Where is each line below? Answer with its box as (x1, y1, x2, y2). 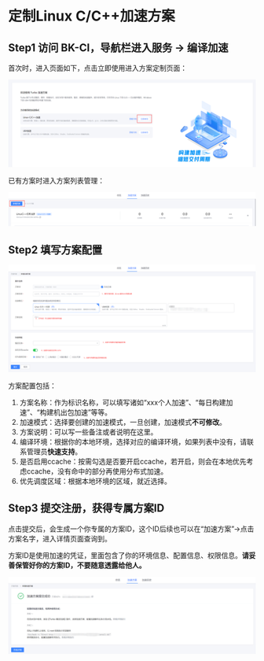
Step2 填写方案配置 (8, 243, 103, 257)
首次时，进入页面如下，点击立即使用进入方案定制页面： (8, 64, 187, 72)
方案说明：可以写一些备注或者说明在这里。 (19, 427, 158, 437)
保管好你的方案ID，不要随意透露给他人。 (14, 560, 147, 570)
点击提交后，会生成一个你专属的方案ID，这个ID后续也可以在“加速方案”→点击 (8, 524, 255, 534)
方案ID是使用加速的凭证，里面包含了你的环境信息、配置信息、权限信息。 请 (8, 550, 249, 559)
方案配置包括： (8, 381, 57, 390)
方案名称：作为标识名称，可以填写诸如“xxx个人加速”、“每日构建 (19, 397, 226, 407)
